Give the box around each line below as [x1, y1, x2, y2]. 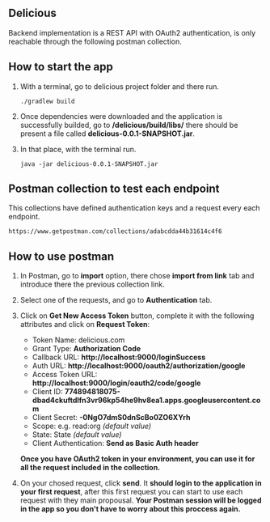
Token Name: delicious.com [32, 335, 125, 345]
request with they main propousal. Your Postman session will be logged [19, 495, 262, 505]
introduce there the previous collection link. [19, 279, 165, 290]
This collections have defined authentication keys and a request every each [8, 203, 260, 213]
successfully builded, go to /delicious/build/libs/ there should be [19, 120, 238, 129]
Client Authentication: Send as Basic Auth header [32, 439, 200, 448]
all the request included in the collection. [19, 463, 161, 473]
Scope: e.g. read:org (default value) [32, 421, 152, 431]
